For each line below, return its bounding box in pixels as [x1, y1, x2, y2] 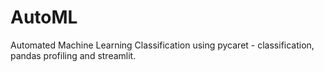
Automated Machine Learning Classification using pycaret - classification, [10, 39, 315, 51]
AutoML [10, 6, 78, 29]
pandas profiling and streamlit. [10, 49, 137, 61]
